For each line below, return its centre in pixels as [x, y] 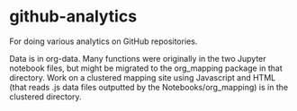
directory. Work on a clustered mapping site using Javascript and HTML [143, 77]
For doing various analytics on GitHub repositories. [103, 41]
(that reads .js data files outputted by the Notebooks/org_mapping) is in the [149, 87]
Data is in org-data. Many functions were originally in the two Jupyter [138, 58]
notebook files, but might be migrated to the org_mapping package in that [146, 68]
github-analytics [73, 17]
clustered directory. [46, 97]
